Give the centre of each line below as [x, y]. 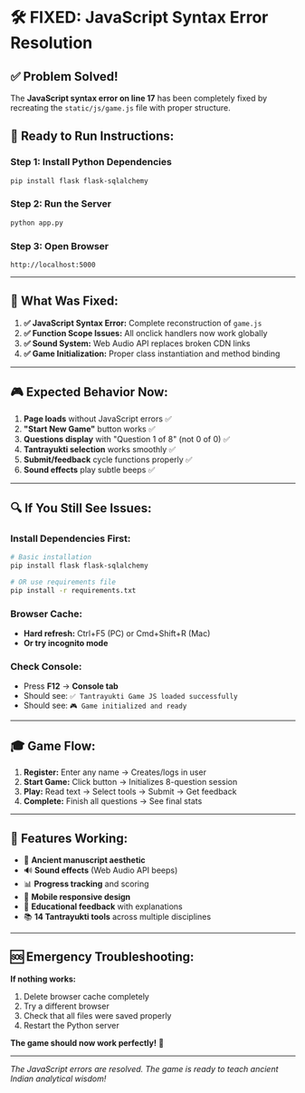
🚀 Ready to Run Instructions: [92, 136]
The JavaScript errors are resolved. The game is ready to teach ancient [144, 1069]
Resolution [52, 43]
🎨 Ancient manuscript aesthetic [84, 860]
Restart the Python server [71, 1025]
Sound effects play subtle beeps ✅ [89, 469]
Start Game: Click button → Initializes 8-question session [130, 782]
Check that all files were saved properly [97, 1015]
